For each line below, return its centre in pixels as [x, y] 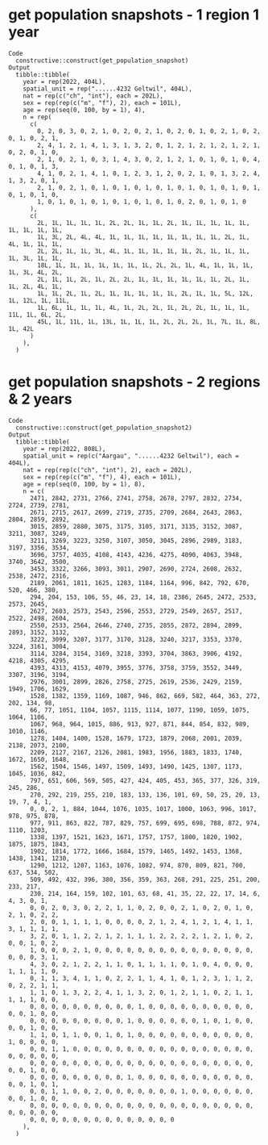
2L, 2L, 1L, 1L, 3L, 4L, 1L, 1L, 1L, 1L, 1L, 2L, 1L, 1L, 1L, [144, 251]
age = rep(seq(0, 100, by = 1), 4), [85, 110]
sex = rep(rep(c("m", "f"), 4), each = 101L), [102, 477]
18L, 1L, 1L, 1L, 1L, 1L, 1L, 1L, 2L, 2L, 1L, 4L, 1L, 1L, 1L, [145, 265]
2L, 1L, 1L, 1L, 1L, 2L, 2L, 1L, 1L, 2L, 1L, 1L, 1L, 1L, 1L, [144, 223]
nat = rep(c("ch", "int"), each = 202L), [93, 96]
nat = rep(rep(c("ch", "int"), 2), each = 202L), [108, 470]
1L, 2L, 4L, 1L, [35, 286]
